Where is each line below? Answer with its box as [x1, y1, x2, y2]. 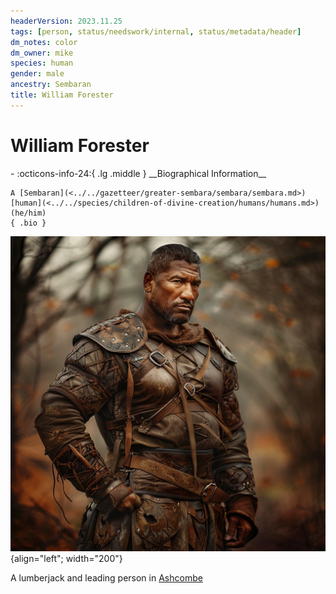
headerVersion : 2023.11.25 [10, 16, 123, 26]
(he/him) [10, 208, 47, 218]
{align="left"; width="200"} [10, 552, 123, 564]
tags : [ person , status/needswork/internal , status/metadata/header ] [10, 26, 302, 37]
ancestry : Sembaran [10, 80, 92, 90]
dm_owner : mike [10, 48, 74, 58]
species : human [10, 58, 74, 69]
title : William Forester [10, 90, 114, 100]
